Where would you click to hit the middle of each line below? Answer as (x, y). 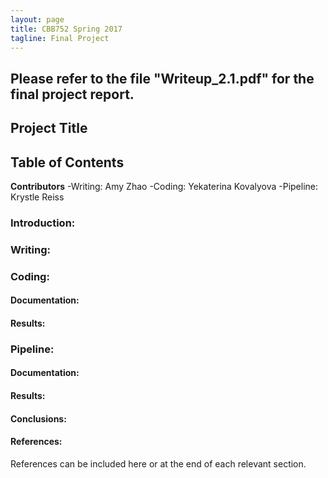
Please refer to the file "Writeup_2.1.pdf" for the (162, 78)
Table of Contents (67, 162)
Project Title (49, 128)
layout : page (37, 19)
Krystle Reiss (37, 197)
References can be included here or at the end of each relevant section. (158, 463)
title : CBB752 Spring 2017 (66, 29)
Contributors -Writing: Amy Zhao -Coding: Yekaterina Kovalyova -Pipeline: (164, 186)
